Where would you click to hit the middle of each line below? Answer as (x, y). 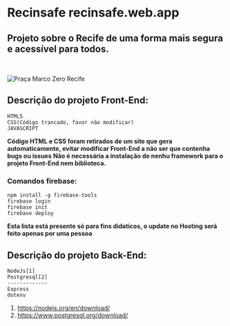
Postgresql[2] (28, 277)
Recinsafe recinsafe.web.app (93, 13)
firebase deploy (30, 214)
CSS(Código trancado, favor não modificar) (71, 122)
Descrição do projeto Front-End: (78, 100)
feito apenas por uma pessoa (50, 234)
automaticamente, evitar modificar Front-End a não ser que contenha (109, 148)
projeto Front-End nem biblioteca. (57, 163)
